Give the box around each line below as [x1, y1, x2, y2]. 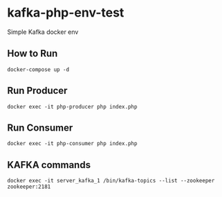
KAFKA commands [7, 159, 91, 171]
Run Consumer [7, 122, 73, 133]
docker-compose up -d [7, 66, 70, 73]
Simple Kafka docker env [7, 28, 79, 36]
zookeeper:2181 [7, 183, 51, 191]
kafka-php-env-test [7, 5, 124, 21]
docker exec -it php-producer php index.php [7, 103, 138, 110]
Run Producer [7, 85, 68, 97]
